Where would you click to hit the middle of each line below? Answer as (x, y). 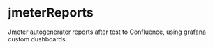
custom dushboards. (38, 39)
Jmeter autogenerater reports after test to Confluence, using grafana (107, 32)
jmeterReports (51, 13)
